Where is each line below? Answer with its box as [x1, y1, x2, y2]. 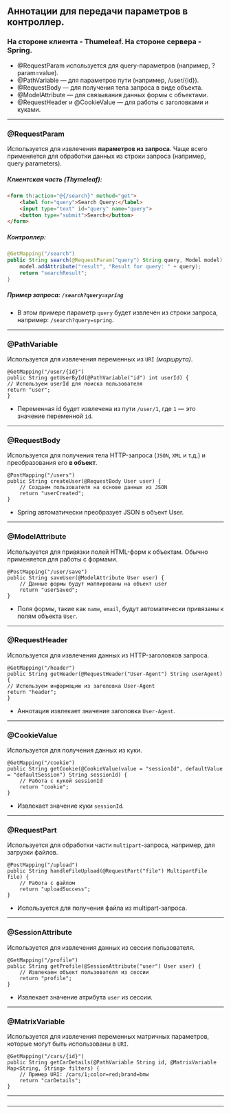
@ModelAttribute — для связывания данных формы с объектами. [16, 90, 208, 99]
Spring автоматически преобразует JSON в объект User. [16, 508, 184, 517]
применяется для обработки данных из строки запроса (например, [7, 152, 206, 160]
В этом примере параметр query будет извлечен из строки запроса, [16, 308, 219, 317]
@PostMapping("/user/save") [7, 568, 88, 575]
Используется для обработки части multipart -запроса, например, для [7, 841, 215, 849]
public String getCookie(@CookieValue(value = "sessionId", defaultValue [7, 766, 223, 773]
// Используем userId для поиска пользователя [7, 380, 143, 387]
